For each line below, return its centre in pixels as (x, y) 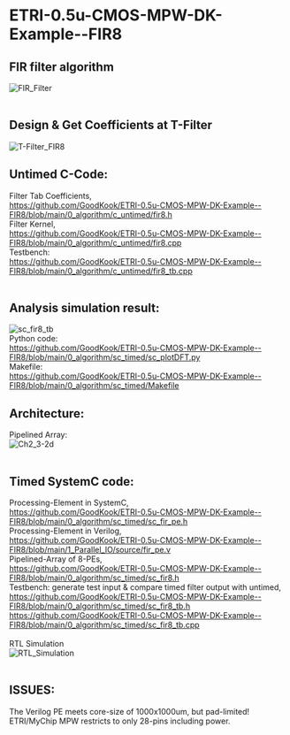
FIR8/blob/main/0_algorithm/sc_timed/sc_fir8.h (94, 578)
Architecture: (47, 413)
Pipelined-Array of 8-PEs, (56, 559)
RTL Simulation (37, 644)
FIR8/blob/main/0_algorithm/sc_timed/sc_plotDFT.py (105, 357)
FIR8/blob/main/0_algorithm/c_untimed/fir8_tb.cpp (101, 271)
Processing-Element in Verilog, (65, 531)
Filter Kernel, (32, 224)
